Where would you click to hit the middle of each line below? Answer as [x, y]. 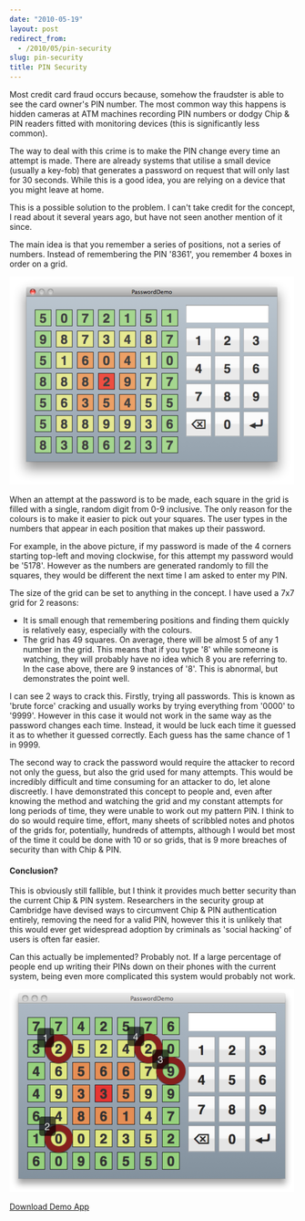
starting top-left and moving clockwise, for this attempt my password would [152, 556]
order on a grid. [39, 264]
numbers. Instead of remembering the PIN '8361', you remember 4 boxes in [151, 254]
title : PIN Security [49, 68]
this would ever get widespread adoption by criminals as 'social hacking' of [151, 930]
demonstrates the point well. [76, 678]
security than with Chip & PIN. [66, 850]
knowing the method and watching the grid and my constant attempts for [147, 801]
